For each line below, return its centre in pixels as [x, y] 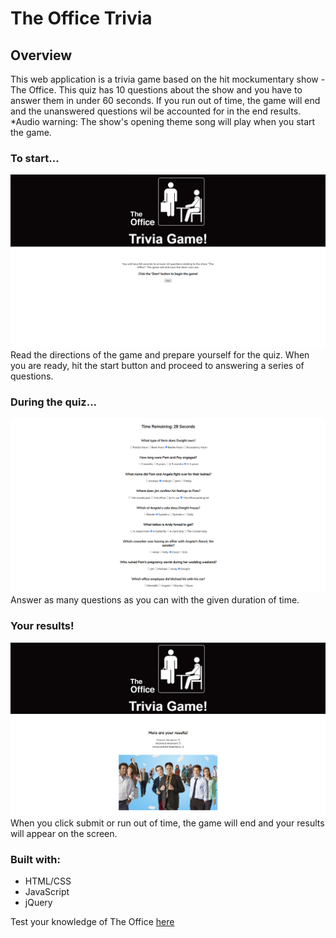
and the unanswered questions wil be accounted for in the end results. [156, 111]
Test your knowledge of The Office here [92, 921]
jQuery [38, 902]
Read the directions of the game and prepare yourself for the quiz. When [160, 354]
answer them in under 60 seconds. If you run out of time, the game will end [165, 100]
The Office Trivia [81, 18]
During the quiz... [54, 402]
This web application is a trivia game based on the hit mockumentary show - [168, 79]
